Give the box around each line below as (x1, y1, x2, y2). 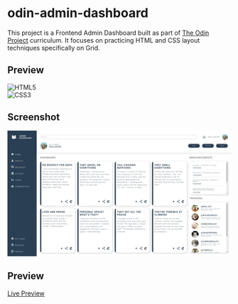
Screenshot (7, 112, 60, 124)
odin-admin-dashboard (7, 5, 149, 21)
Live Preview (7, 289, 45, 298)
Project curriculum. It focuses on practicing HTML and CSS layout (7, 36, 200, 44)
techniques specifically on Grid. (7, 43, 101, 52)
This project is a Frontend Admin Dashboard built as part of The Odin (7, 28, 210, 37)
